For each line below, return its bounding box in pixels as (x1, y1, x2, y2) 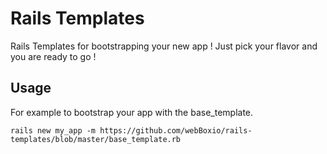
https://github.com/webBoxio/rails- (99, 125, 253, 136)
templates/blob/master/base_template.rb (10, 134, 182, 144)
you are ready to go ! (10, 50, 97, 62)
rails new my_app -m (10, 125, 97, 136)
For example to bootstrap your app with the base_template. (10, 106, 254, 118)
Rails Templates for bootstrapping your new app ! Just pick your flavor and (10, 40, 318, 52)
